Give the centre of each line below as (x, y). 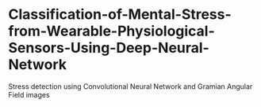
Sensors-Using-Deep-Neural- (109, 48)
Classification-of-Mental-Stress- (120, 15)
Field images (29, 94)
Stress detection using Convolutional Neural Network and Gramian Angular (130, 86)
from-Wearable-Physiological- (112, 31)
